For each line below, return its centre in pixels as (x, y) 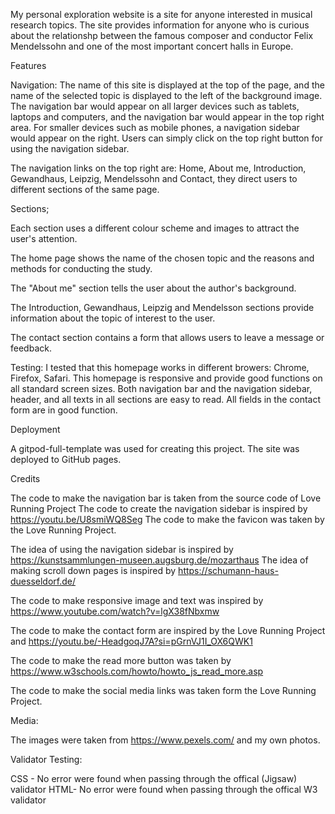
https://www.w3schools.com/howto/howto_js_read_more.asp (137, 671)
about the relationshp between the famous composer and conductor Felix (162, 35)
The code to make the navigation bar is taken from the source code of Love (166, 498)
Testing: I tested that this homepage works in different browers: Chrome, (160, 367)
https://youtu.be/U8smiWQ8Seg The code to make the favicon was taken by (167, 519)
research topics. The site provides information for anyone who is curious (160, 25)
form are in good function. (64, 410)
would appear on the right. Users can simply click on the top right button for (166, 138)
